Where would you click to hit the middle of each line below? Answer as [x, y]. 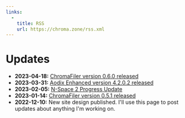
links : [14, 12]
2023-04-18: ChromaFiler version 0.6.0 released [77, 76]
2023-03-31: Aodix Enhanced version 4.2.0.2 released [84, 83]
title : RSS [31, 23]
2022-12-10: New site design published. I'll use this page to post [96, 102]
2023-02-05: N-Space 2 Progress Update [69, 89]
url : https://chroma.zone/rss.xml [61, 29]
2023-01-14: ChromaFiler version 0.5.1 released [75, 96]
